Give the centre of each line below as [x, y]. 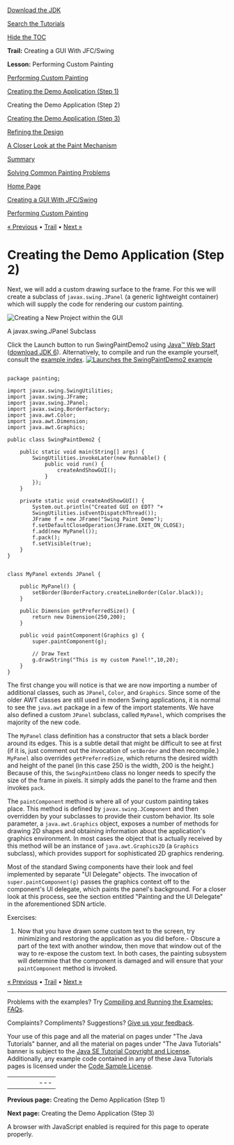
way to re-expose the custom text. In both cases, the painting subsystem [122, 953]
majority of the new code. [44, 722]
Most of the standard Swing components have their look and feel [100, 867]
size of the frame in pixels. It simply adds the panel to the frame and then [112, 780]
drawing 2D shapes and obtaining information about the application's [107, 830]
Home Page [24, 186]
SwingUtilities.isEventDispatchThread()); [95, 513]
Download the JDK [34, 10]
